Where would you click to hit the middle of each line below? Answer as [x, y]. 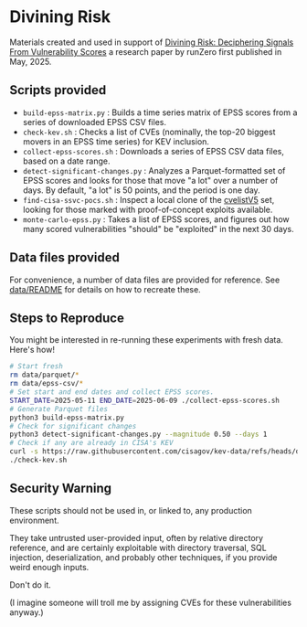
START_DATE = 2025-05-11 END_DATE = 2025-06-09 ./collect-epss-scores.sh [145, 400]
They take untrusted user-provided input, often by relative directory [136, 537]
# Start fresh [37, 367]
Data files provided [65, 258]
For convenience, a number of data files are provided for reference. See [145, 280]
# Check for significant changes [73, 426]
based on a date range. [66, 161]
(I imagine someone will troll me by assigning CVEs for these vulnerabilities [151, 602]
